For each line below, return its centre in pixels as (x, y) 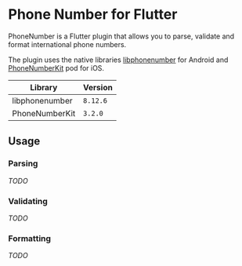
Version (98, 87)
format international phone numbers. (67, 44)
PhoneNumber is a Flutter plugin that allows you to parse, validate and (121, 36)
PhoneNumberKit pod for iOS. (56, 67)
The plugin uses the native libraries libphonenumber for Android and (118, 60)
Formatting (30, 239)
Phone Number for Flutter (93, 15)
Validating (28, 201)
